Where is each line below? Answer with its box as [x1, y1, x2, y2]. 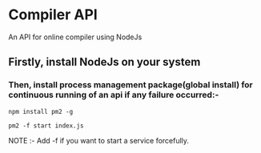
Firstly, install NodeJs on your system [8, 55, 201, 69]
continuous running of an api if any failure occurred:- [8, 90, 219, 101]
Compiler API [8, 6, 98, 24]
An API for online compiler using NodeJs [8, 32, 143, 42]
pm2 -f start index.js [8, 122, 84, 130]
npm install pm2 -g [8, 107, 74, 115]
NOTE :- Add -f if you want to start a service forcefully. [8, 135, 190, 145]
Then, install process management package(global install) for [8, 79, 254, 91]
